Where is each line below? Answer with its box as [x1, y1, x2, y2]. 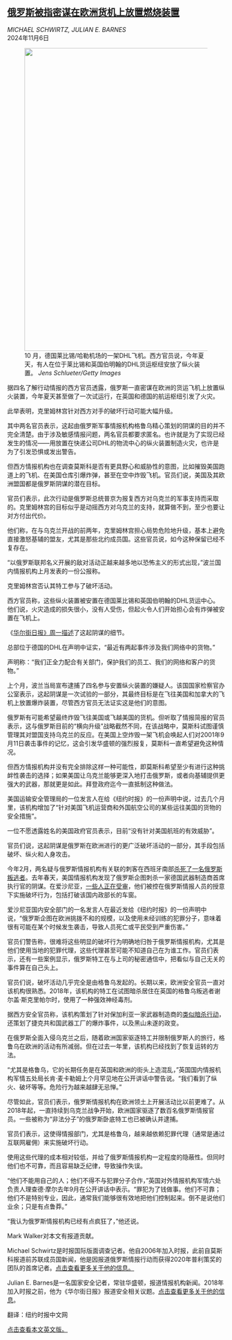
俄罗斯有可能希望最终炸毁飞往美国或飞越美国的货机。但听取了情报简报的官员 [7, 713, 225, 722]
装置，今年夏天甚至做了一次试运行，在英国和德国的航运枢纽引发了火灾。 [12, 392, 219, 400]
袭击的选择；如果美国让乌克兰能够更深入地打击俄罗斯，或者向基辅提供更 [19, 771, 225, 779]
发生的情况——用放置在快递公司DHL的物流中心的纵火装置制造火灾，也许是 [7, 438, 220, 447]
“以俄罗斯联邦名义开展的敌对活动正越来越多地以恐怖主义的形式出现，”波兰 [7, 558, 215, 566]
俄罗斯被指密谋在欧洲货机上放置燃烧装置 [7, 6, 180, 19]
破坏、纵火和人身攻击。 [7, 850, 74, 858]
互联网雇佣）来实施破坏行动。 [7, 1138, 92, 1146]
